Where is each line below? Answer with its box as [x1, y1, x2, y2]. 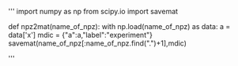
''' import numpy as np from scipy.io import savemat [8, 7, 179, 16]
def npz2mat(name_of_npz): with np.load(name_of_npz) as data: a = [8, 22, 231, 31]
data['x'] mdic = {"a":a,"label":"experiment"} [8, 31, 153, 39]
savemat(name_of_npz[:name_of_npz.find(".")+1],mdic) [8, 38, 187, 48]
